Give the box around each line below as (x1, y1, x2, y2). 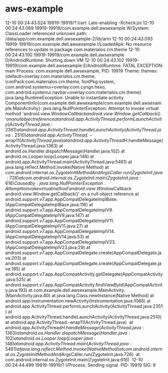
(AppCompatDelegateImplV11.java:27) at (5, 222, 89, 229)
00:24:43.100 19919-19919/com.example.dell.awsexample (5, 51, 124, 58)
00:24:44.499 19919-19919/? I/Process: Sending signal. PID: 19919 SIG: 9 (5, 362, 156, 368)
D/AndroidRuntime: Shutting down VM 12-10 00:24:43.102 (5, 57, 124, 63)
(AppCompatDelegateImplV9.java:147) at (5, 212, 89, 218)
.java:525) (5, 276, 26, 282)
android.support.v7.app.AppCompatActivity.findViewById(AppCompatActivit (5, 281, 163, 287)
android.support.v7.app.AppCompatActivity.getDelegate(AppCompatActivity (5, 271, 163, 277)
